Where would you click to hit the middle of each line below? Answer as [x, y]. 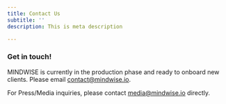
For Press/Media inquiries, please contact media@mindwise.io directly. [109, 93]
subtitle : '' [26, 20]
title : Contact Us [34, 14]
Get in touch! [30, 57]
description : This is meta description [65, 26]
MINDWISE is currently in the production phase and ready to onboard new [113, 72]
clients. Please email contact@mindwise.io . [69, 79]
